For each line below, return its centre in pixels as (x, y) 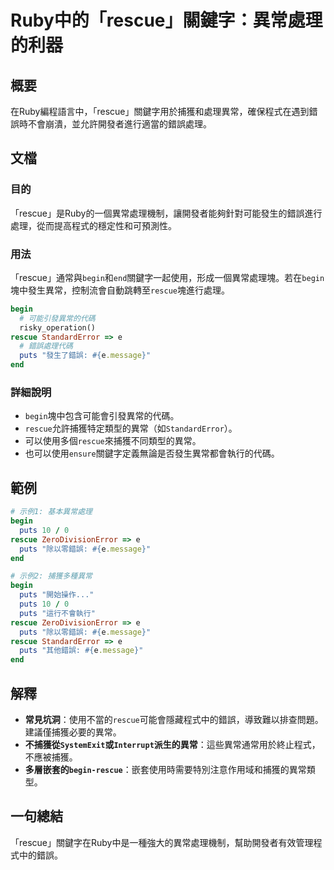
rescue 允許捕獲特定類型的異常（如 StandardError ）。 (131, 428)
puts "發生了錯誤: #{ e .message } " (85, 356)
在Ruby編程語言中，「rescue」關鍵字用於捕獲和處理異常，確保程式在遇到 (160, 111)
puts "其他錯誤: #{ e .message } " (81, 651)
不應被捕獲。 (51, 757)
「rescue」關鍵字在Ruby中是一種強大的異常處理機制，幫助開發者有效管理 (162, 842)
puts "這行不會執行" (57, 613)
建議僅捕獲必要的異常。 (73, 732)
